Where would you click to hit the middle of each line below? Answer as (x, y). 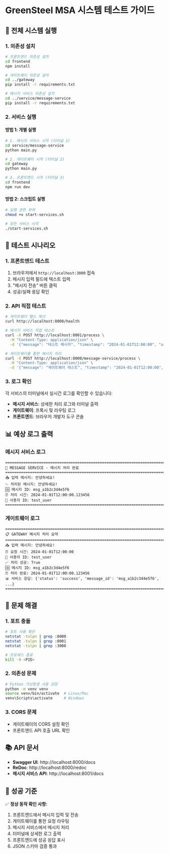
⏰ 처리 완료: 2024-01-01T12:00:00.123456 (47, 573)
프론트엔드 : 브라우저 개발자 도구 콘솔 (48, 417)
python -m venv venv (27, 689)
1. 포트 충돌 (18, 621)
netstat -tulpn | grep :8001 (36, 641)
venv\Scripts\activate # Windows (45, 698)
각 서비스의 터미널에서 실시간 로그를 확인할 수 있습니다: (59, 394)
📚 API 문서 (22, 748)
